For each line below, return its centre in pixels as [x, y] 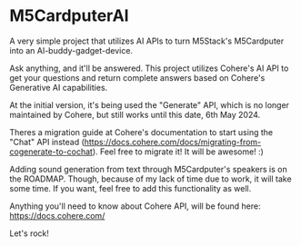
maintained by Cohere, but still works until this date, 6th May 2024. [135, 114]
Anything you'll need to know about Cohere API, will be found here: [135, 206]
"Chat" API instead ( [47, 142]
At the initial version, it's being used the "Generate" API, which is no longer [149, 104]
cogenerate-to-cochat [51, 152]
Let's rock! [30, 233]
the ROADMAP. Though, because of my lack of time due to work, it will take [151, 179]
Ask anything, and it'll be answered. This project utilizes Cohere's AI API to [149, 68]
